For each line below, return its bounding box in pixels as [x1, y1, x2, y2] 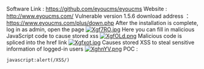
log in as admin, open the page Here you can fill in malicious [6, 26, 195, 33]
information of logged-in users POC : [6, 45, 138, 53]
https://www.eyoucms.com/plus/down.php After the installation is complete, [6, 20, 199, 26]
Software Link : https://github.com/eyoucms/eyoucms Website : [6, 5, 167, 12]
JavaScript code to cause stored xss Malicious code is [6, 32, 183, 39]
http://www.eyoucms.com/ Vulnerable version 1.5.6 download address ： [6, 12, 191, 20]
